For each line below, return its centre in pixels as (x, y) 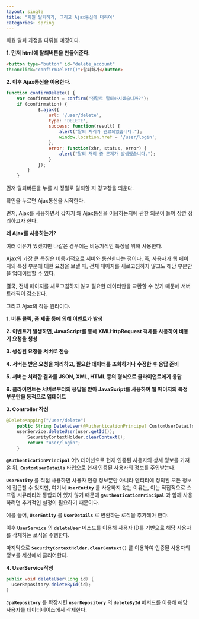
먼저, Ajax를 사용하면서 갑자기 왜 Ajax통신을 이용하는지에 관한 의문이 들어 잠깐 (96, 213)
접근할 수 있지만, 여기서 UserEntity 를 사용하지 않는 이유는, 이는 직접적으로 (99, 488)
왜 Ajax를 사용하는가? (31, 233)
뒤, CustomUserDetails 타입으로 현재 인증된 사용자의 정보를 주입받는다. (94, 468)
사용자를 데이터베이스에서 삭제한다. (46, 610)
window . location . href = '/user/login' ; (108, 137)
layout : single (25, 12)
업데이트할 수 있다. (33, 273)
